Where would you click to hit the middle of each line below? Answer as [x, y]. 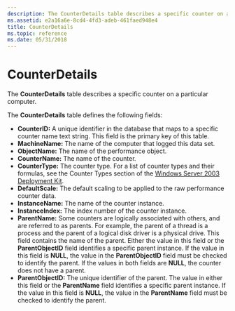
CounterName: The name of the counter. [77, 159]
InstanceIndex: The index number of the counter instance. [102, 211]
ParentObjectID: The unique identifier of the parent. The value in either [120, 278]
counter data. [37, 196]
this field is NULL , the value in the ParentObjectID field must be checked [122, 256]
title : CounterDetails [40, 27]
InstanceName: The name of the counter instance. [91, 204]
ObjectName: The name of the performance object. [92, 151]
